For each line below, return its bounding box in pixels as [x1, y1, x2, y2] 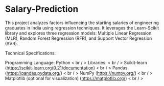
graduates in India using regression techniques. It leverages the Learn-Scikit [5, 25, 159, 30]
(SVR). [5, 40, 18, 46]
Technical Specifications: [5, 50, 56, 56]
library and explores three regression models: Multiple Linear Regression [5, 30, 152, 36]
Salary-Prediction [5, 3, 78, 15]
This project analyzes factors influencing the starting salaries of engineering [5, 20, 159, 26]
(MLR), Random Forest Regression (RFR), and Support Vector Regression [5, 35, 152, 41]
